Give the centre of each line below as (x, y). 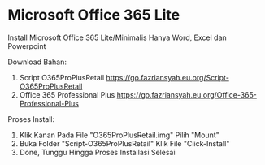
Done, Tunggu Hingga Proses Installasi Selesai (97, 152)
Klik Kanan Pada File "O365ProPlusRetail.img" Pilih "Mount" (119, 135)
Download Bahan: (37, 62)
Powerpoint (27, 46)
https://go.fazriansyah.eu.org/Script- (167, 77)
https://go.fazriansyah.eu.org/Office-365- (187, 94)
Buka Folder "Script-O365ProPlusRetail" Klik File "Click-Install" (124, 143)
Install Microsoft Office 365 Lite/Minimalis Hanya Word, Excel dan (117, 37)
